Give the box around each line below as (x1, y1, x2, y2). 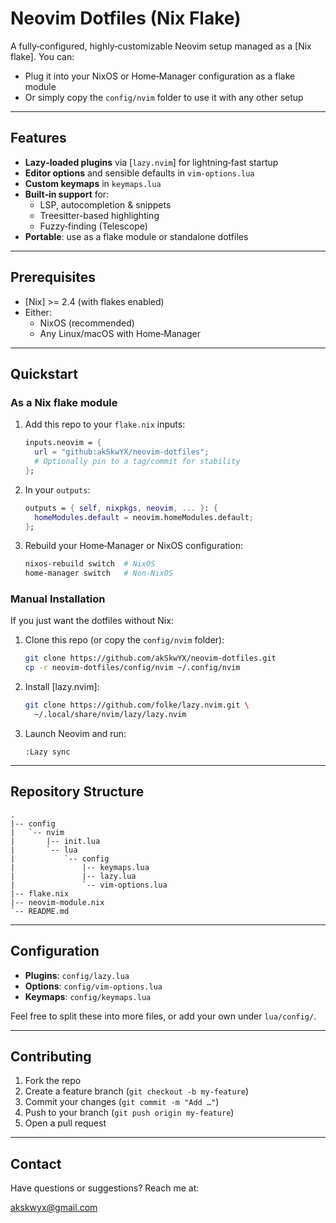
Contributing (10, 1048, 92, 1065)
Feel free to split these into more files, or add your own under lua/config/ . (10, 1010, 317, 1022)
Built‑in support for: (24, 188, 110, 200)
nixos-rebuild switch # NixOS (24, 559, 156, 569)
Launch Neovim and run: (24, 727, 127, 739)
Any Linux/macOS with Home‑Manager (39, 327, 201, 339)
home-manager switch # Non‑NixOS (24, 568, 174, 579)
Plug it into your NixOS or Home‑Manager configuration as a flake (24, 70, 296, 82)
